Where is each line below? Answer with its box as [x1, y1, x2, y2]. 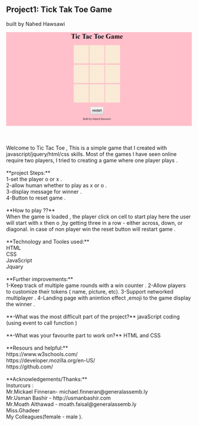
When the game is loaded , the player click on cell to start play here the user [6, 213, 192, 220]
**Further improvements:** [6, 275, 74, 282]
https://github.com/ [6, 363, 53, 370]
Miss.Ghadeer [6, 407, 40, 414]
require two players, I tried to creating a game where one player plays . [6, 157, 178, 164]
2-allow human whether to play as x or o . [6, 182, 107, 189]
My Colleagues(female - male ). [6, 413, 83, 420]
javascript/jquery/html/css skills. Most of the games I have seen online [6, 150, 177, 158]
